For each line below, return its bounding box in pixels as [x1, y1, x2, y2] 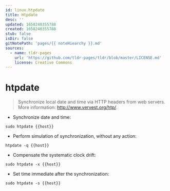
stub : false [5, 31, 31, 36]
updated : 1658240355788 [5, 22, 56, 27]
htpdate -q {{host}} [5, 143, 50, 148]
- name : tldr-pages [10, 50, 52, 55]
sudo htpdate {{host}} [5, 124, 54, 130]
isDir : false [5, 36, 33, 41]
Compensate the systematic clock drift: [12, 152, 96, 158]
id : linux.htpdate [5, 7, 45, 13]
